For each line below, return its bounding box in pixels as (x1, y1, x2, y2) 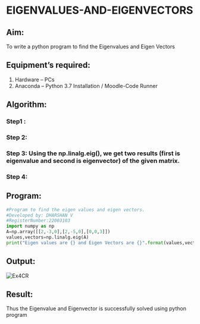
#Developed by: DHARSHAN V (6, 212, 73, 218)
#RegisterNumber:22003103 (6, 218, 70, 224)
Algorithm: (6, 99, 47, 110)
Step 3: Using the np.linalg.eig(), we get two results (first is (6, 149, 180, 158)
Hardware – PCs (14, 76, 55, 83)
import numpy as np (6, 224, 55, 229)
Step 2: (6, 133, 28, 141)
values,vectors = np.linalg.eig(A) (6, 234, 89, 241)
